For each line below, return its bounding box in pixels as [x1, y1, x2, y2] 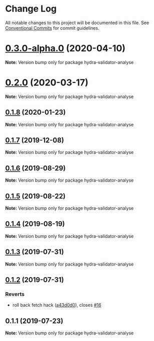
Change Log [5, 3, 57, 15]
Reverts [5, 291, 25, 297]
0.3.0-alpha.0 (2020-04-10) [5, 43, 126, 54]
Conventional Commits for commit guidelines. [5, 25, 99, 31]
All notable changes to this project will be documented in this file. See [5, 20, 149, 26]
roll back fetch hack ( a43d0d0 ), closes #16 [12, 302, 101, 308]
